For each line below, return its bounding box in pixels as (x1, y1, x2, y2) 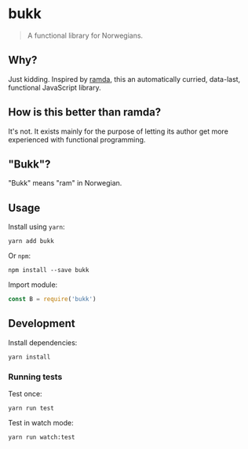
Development (8, 317, 76, 330)
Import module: (8, 280, 58, 289)
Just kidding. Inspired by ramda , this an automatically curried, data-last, (8, 74, 241, 83)
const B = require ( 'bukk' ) (8, 296, 97, 304)
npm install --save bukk (8, 267, 89, 274)
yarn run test (8, 404, 55, 413)
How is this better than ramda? (8, 105, 162, 119)
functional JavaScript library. (8, 83, 101, 92)
